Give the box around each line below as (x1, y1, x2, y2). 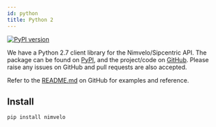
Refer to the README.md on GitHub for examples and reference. (7, 76, 190, 84)
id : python (7, 10, 38, 17)
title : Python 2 (7, 16, 53, 23)
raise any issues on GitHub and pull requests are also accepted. (7, 63, 187, 71)
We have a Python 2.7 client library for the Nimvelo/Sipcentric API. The (7, 48, 207, 57)
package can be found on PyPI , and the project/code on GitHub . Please (7, 55, 209, 63)
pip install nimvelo (7, 114, 67, 121)
